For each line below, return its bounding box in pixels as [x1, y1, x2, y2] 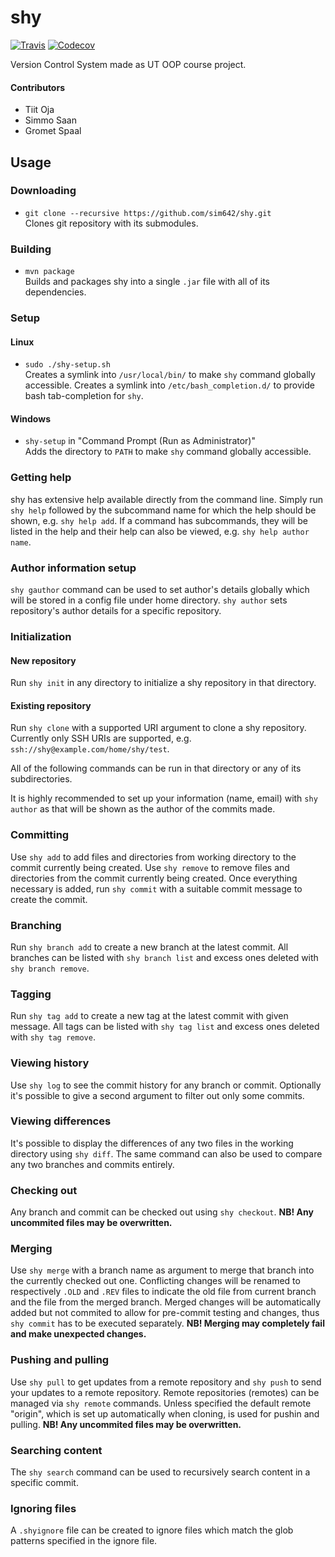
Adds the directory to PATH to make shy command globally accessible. [24, 446, 312, 458]
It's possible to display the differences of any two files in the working [10, 1137, 294, 1149]
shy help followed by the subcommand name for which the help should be [10, 504, 317, 516]
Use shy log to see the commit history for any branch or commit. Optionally [10, 1079, 322, 1091]
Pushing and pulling [10, 1353, 110, 1367]
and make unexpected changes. [10, 1328, 147, 1340]
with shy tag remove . [10, 1031, 96, 1043]
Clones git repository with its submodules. [24, 217, 199, 229]
